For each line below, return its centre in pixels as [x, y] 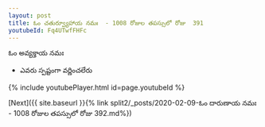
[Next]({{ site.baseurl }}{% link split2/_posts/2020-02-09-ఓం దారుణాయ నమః [132, 103]
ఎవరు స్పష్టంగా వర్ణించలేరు [56, 70]
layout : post [30, 15]
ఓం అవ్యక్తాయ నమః [36, 53]
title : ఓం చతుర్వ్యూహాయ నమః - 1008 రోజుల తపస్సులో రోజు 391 [106, 23]
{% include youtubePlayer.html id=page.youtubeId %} [97, 87]
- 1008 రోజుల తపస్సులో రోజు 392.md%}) [70, 114]
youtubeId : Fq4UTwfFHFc [48, 30]
